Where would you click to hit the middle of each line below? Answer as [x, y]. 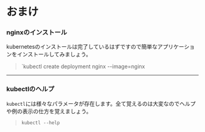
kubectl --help [41, 123]
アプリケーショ [176, 47]
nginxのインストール [37, 32]
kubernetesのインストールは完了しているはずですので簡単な [82, 47]
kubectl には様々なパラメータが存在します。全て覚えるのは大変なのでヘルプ [101, 103]
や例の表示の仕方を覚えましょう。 [49, 111]
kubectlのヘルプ [31, 89]
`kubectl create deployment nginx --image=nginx [83, 66]
